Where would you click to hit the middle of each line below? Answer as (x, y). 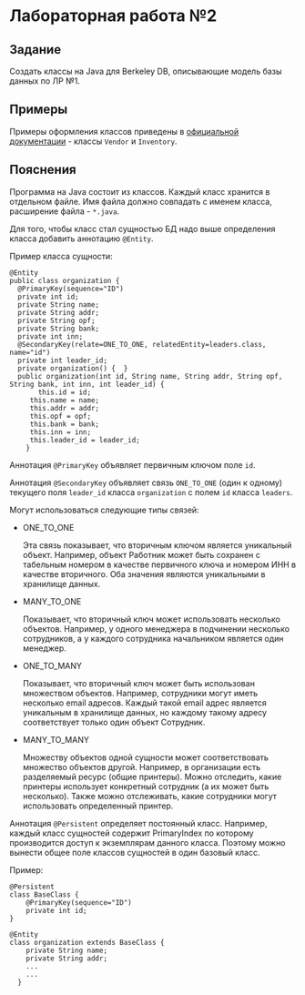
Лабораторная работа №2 (113, 16)
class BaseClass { (44, 894)
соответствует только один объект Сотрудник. (114, 722)
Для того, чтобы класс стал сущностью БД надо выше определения (142, 228)
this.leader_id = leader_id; (85, 440)
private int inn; (51, 336)
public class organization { (65, 280)
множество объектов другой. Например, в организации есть (142, 767)
